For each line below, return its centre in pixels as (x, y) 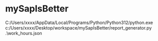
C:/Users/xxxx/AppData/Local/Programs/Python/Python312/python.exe (79, 22)
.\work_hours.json (24, 33)
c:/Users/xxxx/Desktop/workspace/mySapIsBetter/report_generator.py (78, 27)
